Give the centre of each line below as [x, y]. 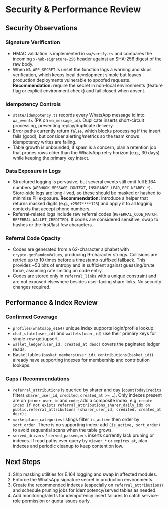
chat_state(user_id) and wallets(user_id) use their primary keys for [84, 333]
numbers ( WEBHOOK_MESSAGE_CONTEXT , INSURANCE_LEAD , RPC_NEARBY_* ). [82, 188]
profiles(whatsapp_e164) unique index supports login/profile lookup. [83, 328]
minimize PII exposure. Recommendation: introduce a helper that [80, 198]
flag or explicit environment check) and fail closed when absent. [79, 91]
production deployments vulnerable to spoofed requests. [71, 80]
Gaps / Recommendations [37, 379]
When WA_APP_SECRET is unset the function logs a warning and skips [82, 69]
